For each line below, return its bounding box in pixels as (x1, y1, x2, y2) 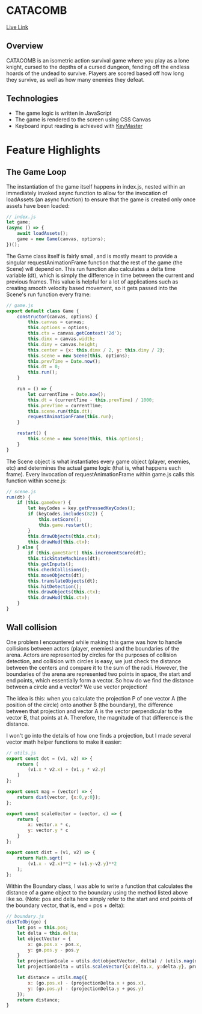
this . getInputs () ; (28, 561, 74, 568)
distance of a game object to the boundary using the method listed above (6, 889, 188, 896)
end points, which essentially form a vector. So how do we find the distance (6, 676, 194, 684)
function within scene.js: (6, 477, 67, 484)
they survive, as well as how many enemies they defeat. (6, 76, 145, 83)
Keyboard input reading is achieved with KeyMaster (14, 122, 143, 129)
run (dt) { (6, 494, 31, 500)
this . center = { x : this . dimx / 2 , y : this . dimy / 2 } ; (28, 347, 165, 353)
